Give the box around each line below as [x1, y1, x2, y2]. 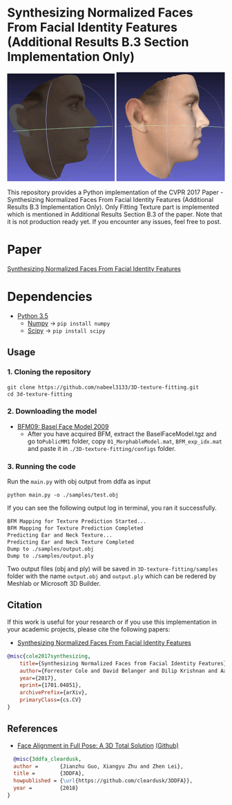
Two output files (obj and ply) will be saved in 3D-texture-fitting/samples [7, 565, 218, 573]
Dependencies [7, 289, 93, 305]
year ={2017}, [19, 674, 57, 682]
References [7, 723, 58, 734]
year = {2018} [13, 785, 79, 792]
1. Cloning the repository [7, 367, 91, 377]
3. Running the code [7, 461, 76, 471]
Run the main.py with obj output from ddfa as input [7, 477, 151, 485]
